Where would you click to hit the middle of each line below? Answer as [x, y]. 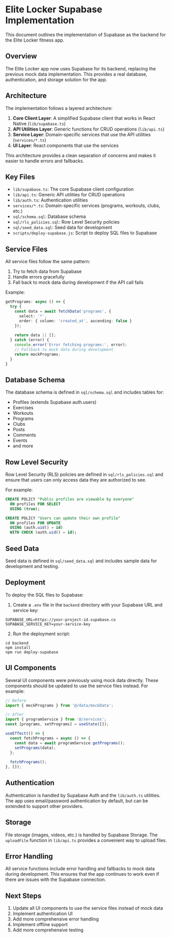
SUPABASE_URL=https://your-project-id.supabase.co [61, 620]
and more [23, 446]
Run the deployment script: [41, 634]
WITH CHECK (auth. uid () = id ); [43, 532]
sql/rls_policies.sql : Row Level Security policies [66, 222]
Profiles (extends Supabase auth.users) [54, 402]
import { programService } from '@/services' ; [56, 720]
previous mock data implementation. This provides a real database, [77, 74]
